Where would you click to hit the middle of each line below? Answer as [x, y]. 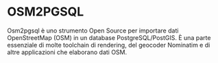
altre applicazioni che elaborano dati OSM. [67, 52]
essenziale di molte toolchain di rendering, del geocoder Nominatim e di [109, 45]
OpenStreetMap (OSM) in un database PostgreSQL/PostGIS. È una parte [109, 37]
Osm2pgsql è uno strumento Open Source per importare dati [93, 30]
